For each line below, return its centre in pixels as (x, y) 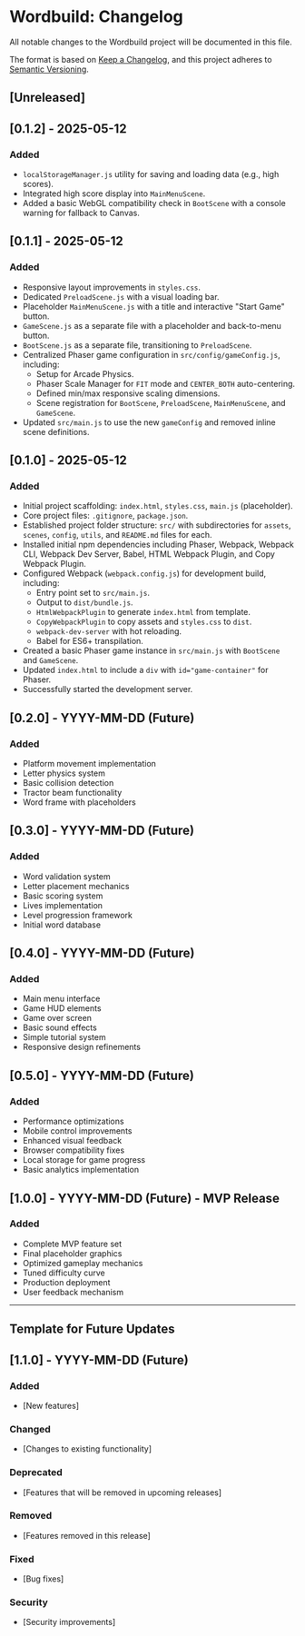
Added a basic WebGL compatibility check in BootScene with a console (154, 203)
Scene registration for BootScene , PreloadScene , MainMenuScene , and (161, 402)
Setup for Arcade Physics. (85, 373)
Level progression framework (78, 915)
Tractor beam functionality (72, 793)
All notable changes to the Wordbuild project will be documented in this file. (151, 42)
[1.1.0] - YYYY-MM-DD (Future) (99, 1360)
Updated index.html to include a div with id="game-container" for (145, 670)
